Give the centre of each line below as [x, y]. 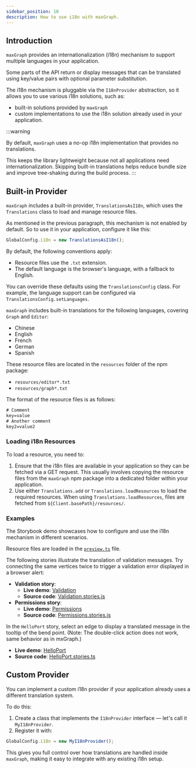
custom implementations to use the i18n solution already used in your [98, 114]
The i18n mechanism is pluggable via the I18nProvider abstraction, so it [92, 90]
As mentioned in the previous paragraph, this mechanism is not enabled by [97, 223]
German [24, 346]
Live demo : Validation [50, 590]
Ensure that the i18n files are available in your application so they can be [102, 466]
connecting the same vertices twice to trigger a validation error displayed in [98, 566]
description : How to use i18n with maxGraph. [62, 17]
